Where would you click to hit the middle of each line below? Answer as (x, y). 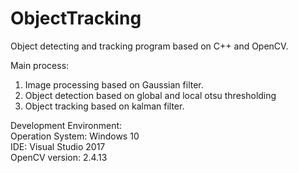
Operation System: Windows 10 (75, 136)
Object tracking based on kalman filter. (104, 106)
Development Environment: (66, 125)
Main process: (40, 65)
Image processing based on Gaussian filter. (114, 84)
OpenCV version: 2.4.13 (59, 157)
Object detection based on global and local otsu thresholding (150, 95)
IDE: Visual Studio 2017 (58, 146)
